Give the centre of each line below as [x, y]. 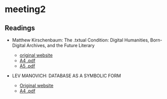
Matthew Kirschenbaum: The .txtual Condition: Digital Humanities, [80, 40]
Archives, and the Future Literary [61, 45]
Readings [20, 28]
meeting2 [25, 9]
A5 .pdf [27, 66]
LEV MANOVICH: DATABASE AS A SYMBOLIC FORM [67, 76]
